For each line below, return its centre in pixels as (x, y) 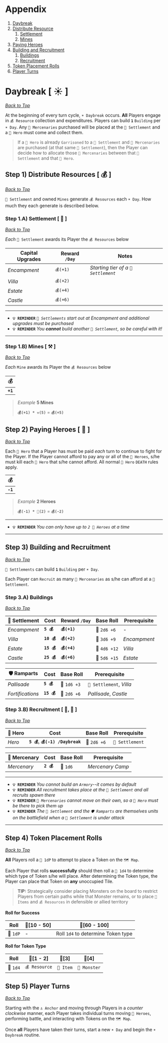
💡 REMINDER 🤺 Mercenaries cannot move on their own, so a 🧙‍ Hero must (85, 800)
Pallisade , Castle (107, 694)
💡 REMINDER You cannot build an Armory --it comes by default (74, 784)
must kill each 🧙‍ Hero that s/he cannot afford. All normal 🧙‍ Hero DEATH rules (82, 462)
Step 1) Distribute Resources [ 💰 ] (58, 175)
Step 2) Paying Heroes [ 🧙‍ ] (47, 429)
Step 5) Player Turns (37, 986)
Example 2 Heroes (36, 501)
